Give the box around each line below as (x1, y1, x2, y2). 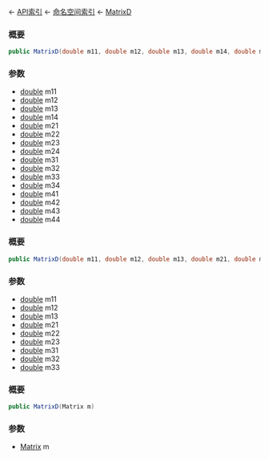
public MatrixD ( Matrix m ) (8, 403, 94, 411)
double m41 (19, 189, 58, 199)
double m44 (19, 215, 61, 225)
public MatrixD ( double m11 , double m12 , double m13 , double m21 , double (8, 255, 256, 263)
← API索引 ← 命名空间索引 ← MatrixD (8, 7, 132, 16)
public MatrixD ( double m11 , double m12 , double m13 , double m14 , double (8, 47, 256, 56)
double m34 (19, 181, 61, 190)
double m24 (19, 147, 60, 156)
